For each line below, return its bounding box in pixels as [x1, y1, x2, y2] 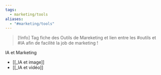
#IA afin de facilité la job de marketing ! [17, 40, 98, 46]
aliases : [5, 16, 23, 21]
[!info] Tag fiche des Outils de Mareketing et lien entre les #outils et [17, 35, 156, 41]
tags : [5, 7, 16, 12]
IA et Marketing [5, 50, 37, 56]
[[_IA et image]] [12, 59, 45, 65]
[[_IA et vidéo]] [12, 65, 43, 71]
